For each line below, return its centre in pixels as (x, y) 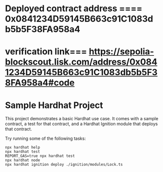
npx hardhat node (23, 160)
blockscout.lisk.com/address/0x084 (81, 62)
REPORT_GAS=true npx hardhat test (40, 156)
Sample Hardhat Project (54, 105)
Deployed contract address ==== (74, 9)
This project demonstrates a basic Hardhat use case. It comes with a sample (82, 119)
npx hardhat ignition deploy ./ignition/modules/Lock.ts (64, 165)
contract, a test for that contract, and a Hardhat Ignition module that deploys (81, 124)
